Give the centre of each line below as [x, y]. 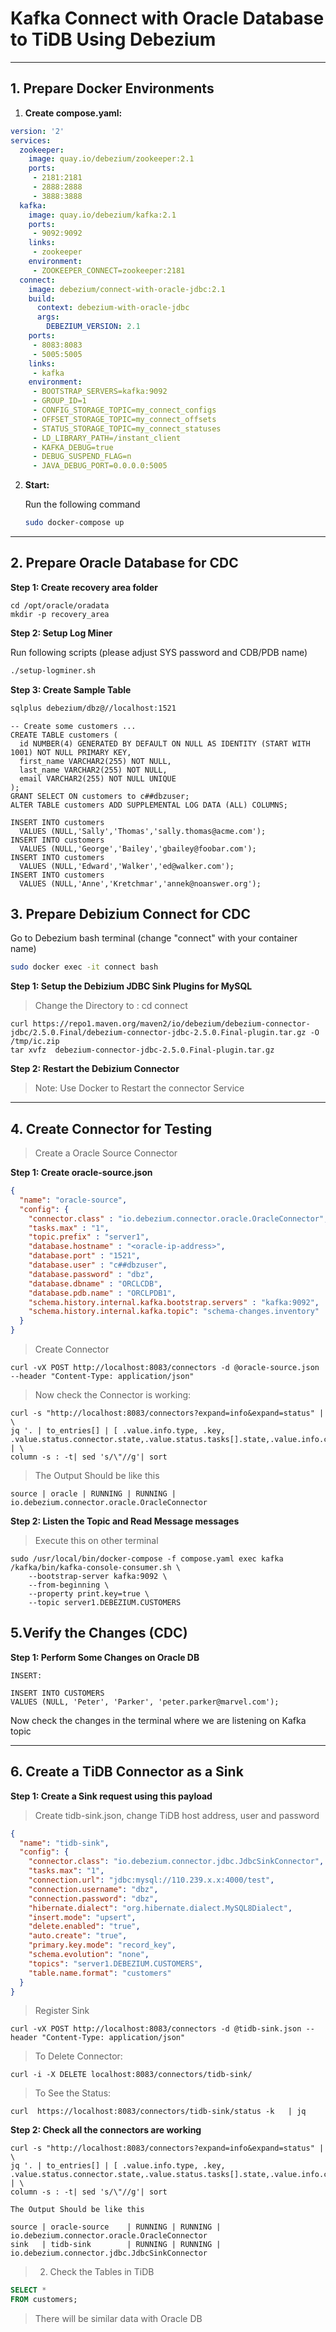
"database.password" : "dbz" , [91, 1274]
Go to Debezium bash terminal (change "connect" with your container [154, 938]
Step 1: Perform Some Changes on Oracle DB [105, 1657]
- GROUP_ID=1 [59, 401]
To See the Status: [73, 2093]
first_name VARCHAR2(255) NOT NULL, [95, 761]
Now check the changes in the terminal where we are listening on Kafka [158, 1720]
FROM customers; [44, 2300]
